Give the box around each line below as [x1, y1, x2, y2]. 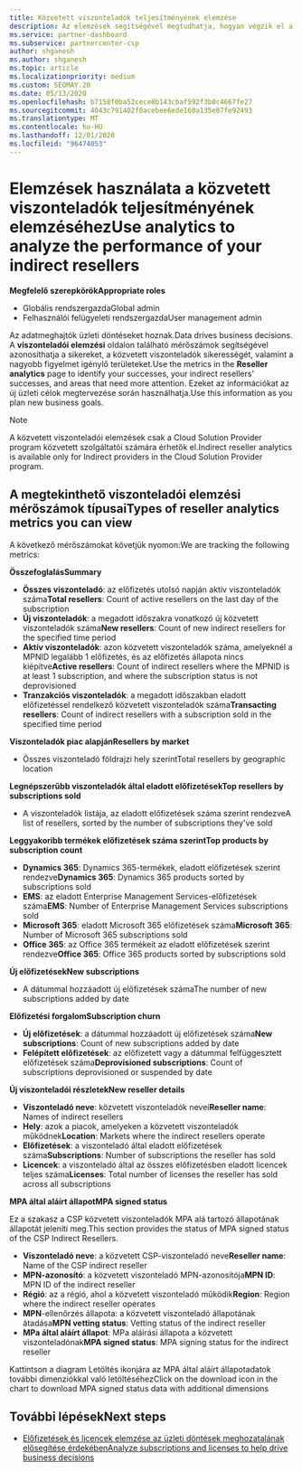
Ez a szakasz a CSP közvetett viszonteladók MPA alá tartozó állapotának [9, 1213, 279, 1224]
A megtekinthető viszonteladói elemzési [9, 487, 241, 503]
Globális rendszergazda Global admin [22, 302, 160, 313]
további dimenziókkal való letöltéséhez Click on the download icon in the [9, 1373, 278, 1384]
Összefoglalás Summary [9, 566, 102, 577]
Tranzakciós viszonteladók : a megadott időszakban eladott [22, 689, 247, 701]
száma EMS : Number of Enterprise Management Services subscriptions [22, 901, 288, 911]
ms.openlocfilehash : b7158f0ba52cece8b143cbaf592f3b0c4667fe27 [9, 97, 253, 107]
